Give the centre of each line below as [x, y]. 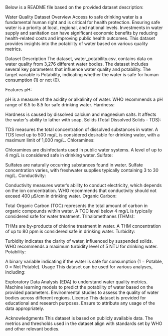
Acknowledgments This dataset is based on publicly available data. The [79, 318]
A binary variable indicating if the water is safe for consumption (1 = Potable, [84, 261]
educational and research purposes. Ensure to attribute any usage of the [80, 303]
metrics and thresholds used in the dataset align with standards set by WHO [84, 323]
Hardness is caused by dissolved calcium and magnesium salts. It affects [81, 114]
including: [16, 272]
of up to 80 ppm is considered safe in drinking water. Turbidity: [70, 231]
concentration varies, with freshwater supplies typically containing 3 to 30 [82, 170]
